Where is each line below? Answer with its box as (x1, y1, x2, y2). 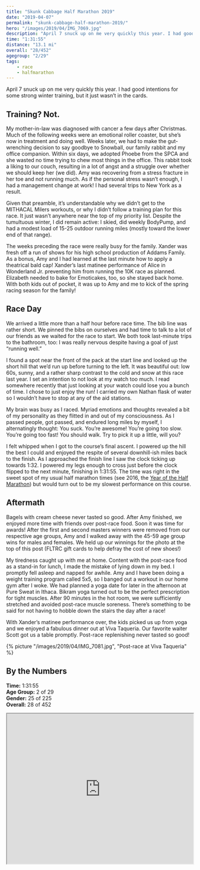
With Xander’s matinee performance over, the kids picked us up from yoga (6, 618, 188, 625)
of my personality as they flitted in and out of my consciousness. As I (6, 412, 175, 419)
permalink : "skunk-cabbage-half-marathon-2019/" (6, 20, 128, 26)
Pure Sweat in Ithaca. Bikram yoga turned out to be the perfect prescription (6, 588, 190, 595)
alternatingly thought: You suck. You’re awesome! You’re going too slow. (6, 425, 182, 432)
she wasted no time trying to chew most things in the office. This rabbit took (6, 157, 192, 164)
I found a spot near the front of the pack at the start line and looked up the (6, 356, 188, 363)
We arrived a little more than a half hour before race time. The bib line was (6, 319, 188, 327)
